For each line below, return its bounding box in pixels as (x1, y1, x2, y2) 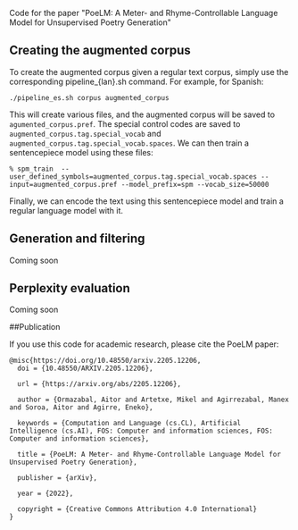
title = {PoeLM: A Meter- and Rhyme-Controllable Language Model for (17, 450, 281, 459)
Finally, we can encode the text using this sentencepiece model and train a (9, 196, 284, 206)
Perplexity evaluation (9, 281, 131, 296)
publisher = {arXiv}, (17, 474, 98, 483)
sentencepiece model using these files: (9, 147, 153, 157)
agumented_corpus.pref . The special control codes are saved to (9, 118, 241, 129)
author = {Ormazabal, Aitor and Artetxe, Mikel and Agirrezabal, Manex (17, 395, 290, 405)
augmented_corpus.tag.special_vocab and (9, 128, 162, 139)
